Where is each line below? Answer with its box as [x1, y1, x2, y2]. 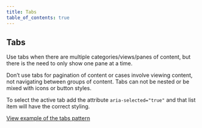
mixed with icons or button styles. [6, 85, 92, 92]
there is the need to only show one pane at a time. [6, 60, 133, 67]
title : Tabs [6, 9, 37, 15]
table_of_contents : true [6, 15, 70, 21]
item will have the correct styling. [6, 103, 90, 110]
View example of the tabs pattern [6, 115, 91, 122]
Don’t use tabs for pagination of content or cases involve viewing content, [6, 71, 193, 79]
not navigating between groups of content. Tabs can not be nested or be [6, 78, 190, 85]
